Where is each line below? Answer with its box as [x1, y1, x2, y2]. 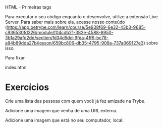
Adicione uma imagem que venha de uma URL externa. [5, 107, 117, 113]
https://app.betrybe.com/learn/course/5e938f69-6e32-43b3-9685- [6, 24, 146, 30]
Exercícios [5, 82, 50, 93]
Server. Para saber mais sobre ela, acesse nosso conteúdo [5, 19, 125, 25]
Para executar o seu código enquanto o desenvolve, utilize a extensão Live [5, 14, 158, 19]
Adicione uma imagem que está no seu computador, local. [5, 117, 124, 123]
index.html [5, 64, 27, 70]
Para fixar [5, 55, 25, 61]
